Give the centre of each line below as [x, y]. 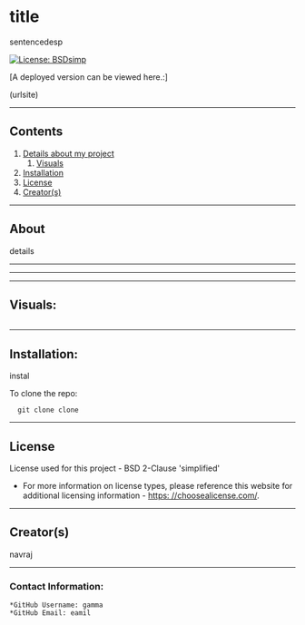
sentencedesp [36, 42]
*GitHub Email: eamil [50, 613]
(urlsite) [24, 94]
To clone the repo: [44, 394]
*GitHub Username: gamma [56, 605]
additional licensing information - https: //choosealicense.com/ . [141, 495]
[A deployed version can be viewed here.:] [89, 77]
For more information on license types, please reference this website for [157, 486]
